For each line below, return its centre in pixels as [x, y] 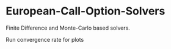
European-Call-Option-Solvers [85, 11]
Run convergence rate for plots [45, 39]
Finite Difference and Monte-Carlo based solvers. [68, 28]
